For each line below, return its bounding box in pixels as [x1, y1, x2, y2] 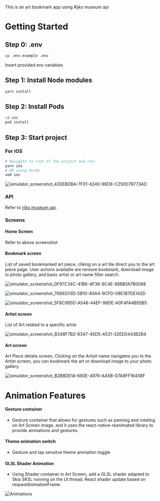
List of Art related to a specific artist [5, 322, 76, 328]
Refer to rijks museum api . [5, 204, 57, 210]
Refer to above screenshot [5, 239, 58, 245]
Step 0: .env [5, 40, 43, 49]
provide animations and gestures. [12, 427, 79, 433]
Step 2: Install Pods [5, 102, 64, 111]
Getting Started [5, 21, 69, 32]
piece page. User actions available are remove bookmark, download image [5, 266, 154, 272]
